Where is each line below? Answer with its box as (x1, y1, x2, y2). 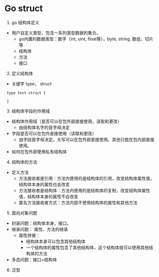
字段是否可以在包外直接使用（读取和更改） (11, 130, 97, 136)
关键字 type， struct (11, 81, 52, 86)
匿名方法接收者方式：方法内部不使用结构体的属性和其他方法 (18, 199, 138, 205)
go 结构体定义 (11, 19, 40, 25)
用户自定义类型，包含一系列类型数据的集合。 (11, 30, 101, 35)
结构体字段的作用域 (11, 108, 50, 114)
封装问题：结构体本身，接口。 (11, 220, 71, 226)
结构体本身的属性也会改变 (18, 181, 70, 187)
